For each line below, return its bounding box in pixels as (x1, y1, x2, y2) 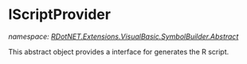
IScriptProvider (8, 6, 112, 24)
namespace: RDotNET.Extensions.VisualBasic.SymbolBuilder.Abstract (8, 32, 239, 41)
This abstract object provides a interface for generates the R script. (8, 47, 229, 56)
